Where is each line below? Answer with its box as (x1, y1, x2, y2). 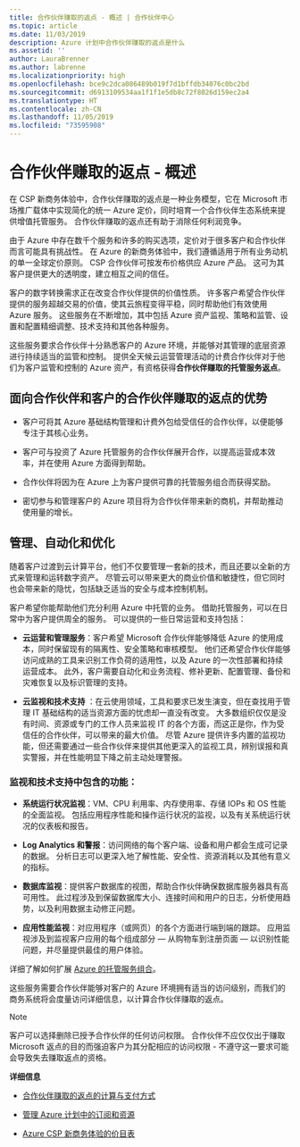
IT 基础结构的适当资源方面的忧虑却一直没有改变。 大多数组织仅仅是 (32, 707, 279, 717)
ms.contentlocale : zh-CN (9, 105, 102, 113)
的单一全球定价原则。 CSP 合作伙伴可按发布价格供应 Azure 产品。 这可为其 (9, 256, 285, 268)
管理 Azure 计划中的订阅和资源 (21, 1109, 136, 1119)
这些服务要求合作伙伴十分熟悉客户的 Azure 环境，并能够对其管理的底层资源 (9, 339, 286, 350)
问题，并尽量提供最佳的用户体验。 (21, 944, 148, 955)
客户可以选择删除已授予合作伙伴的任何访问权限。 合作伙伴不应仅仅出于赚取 (9, 1029, 286, 1041)
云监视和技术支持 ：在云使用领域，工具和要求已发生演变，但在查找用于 (21, 696, 283, 707)
